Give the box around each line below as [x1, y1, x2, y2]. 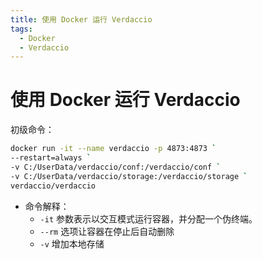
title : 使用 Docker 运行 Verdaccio [10, 14, 153, 25]
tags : [10, 24, 33, 34]
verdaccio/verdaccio [10, 181, 97, 191]
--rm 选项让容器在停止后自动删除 [39, 225, 175, 237]
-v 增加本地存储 [39, 237, 105, 250]
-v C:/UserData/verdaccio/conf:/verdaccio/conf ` [10, 162, 222, 172]
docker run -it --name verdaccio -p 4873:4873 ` [10, 144, 217, 154]
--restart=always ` [10, 153, 92, 163]
